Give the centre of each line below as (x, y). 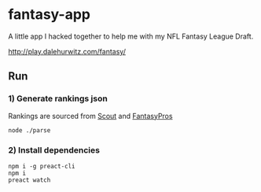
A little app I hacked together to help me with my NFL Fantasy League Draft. (131, 36)
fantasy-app (50, 15)
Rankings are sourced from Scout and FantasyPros (90, 116)
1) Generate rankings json (58, 98)
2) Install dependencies (54, 150)
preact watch (29, 180)
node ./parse (29, 130)
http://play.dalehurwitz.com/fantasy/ (67, 51)
